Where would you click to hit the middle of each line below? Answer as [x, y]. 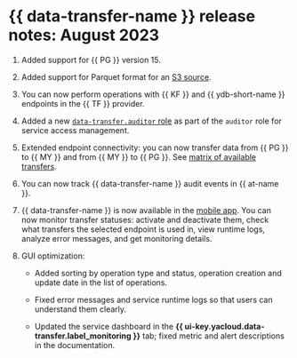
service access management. [75, 130]
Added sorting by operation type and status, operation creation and [158, 273]
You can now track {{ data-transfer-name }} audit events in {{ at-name [150, 183]
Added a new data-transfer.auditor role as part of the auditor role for [151, 121]
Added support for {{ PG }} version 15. [91, 60]
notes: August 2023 [84, 35]
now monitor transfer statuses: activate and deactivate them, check [145, 219]
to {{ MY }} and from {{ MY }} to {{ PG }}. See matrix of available [139, 156]
